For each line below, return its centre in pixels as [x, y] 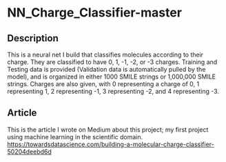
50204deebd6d [29, 151]
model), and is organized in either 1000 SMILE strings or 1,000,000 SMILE [112, 77]
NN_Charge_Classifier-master [95, 13]
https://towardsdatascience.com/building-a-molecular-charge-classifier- [111, 144]
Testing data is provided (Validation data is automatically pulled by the [106, 69]
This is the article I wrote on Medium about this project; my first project [108, 130]
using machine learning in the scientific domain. [75, 136]
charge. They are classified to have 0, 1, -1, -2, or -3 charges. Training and [112, 62]
